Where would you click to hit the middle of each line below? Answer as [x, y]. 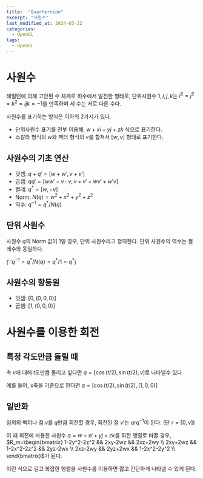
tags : [13, 40]
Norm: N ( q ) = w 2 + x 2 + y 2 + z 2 [54, 197]
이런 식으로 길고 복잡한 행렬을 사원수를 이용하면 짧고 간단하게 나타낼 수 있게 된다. [101, 468]
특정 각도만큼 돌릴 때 [42, 356]
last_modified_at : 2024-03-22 [45, 23]
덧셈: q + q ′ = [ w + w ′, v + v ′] [50, 173]
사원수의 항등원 [33, 282]
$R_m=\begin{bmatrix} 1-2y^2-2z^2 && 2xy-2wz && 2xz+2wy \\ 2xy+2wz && [101, 442]
